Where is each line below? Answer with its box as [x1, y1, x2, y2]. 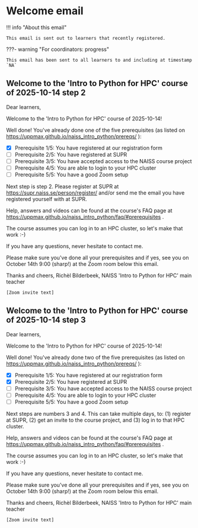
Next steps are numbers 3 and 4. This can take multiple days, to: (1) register [6, 411, 191, 418]
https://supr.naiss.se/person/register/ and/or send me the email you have [6, 189, 185, 196]
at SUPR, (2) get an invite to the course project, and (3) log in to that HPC [6, 416, 185, 424]
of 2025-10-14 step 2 [6, 88, 86, 98]
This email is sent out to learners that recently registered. [6, 35, 166, 41]
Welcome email [6, 4, 84, 18]
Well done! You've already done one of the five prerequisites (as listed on [6, 126, 186, 133]
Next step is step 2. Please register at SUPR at [6, 183, 119, 190]
